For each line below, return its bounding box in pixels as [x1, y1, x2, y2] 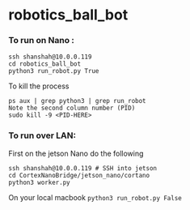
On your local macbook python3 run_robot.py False [8, 192, 182, 202]
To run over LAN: [8, 130, 77, 141]
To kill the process [8, 81, 70, 91]
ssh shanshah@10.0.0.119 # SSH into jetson [8, 164, 158, 172]
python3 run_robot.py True [8, 67, 99, 75]
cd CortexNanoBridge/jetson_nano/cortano [8, 171, 150, 179]
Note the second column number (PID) [8, 104, 136, 113]
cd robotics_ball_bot [8, 60, 82, 68]
